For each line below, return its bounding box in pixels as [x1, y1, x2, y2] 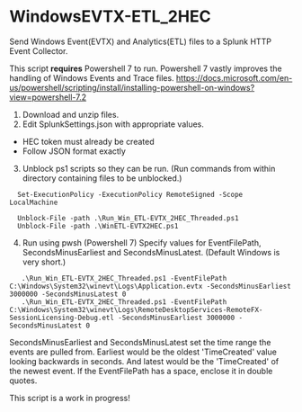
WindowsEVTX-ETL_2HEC [9, 6, 211, 27]
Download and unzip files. [22, 109, 120, 120]
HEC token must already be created [22, 136, 155, 147]
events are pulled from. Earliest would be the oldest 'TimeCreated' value [9, 346, 277, 357]
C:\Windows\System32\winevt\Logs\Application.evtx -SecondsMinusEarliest [9, 282, 292, 291]
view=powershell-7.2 [9, 92, 87, 103]
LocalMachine [9, 198, 58, 207]
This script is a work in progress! [9, 392, 130, 403]
